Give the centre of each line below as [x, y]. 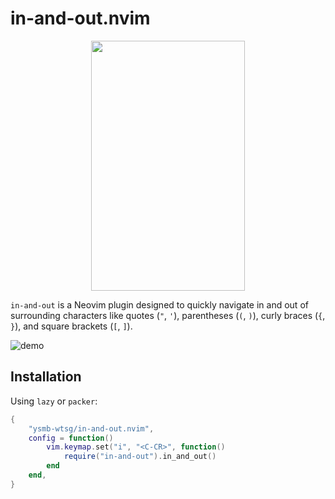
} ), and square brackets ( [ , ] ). [71, 326]
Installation [46, 377]
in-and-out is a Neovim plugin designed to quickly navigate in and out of [159, 304]
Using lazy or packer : [54, 401]
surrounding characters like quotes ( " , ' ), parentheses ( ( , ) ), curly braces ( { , [168, 315]
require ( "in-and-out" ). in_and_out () [140, 457]
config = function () [71, 438]
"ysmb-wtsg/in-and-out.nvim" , [91, 428]
